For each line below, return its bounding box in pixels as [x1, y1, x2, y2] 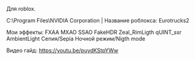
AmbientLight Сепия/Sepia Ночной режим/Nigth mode [6, 35, 146, 42]
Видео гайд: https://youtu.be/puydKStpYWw [6, 47, 119, 54]
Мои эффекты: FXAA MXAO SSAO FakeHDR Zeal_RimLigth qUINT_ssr [6, 28, 182, 36]
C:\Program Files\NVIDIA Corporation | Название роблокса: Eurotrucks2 [6, 17, 190, 24]
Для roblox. [6, 5, 36, 12]
